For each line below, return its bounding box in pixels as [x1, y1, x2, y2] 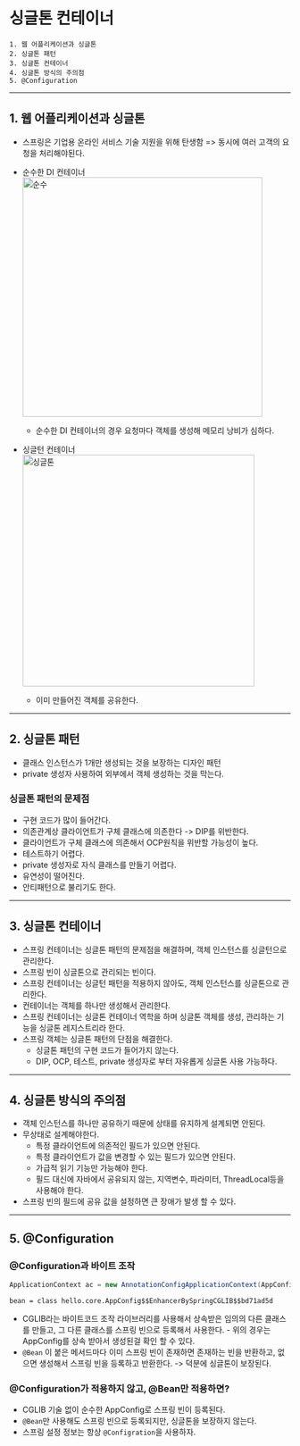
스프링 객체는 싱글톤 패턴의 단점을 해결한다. [21, 1033, 173, 1044]
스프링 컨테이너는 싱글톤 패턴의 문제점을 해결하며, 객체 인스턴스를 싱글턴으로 [21, 944, 287, 955]
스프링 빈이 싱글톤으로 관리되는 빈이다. [21, 966, 156, 977]
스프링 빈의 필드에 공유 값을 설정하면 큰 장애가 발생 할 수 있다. [21, 1196, 237, 1207]
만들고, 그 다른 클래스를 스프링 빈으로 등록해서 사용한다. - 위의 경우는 [31, 1325, 271, 1335]
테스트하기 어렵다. [21, 848, 85, 858]
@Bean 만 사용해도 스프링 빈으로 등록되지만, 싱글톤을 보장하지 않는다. [21, 1416, 257, 1426]
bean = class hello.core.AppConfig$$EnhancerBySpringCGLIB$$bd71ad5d [9, 1297, 274, 1306]
